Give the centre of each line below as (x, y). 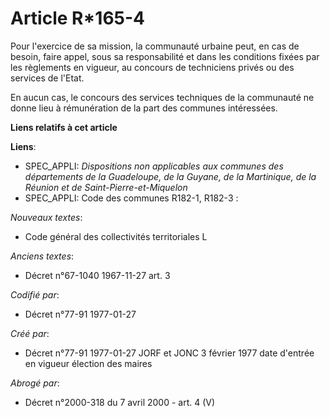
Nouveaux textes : (46, 217)
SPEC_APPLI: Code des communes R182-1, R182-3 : (131, 198)
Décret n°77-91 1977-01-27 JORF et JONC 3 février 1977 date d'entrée (169, 353)
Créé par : (30, 333)
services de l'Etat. (47, 78)
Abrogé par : (35, 383)
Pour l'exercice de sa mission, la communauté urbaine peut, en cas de (155, 46)
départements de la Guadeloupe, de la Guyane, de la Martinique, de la (170, 176)
